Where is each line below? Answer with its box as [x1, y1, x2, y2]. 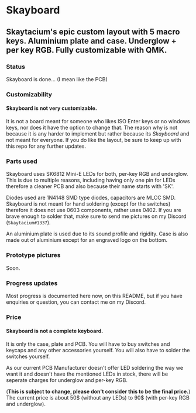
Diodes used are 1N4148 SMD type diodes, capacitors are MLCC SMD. [6, 194, 176, 202]
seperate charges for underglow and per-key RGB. [6, 377, 128, 384]
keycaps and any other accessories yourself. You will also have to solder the [6, 347, 190, 354]
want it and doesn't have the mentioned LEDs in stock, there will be [6, 370, 169, 377]
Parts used [6, 157, 38, 165]
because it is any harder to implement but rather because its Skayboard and [6, 130, 190, 137]
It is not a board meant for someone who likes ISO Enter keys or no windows [6, 118, 190, 124]
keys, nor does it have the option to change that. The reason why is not [6, 124, 177, 131]
